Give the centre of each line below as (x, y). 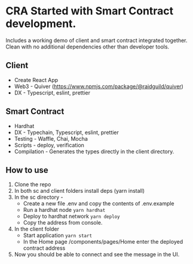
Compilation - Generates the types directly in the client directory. (94, 151)
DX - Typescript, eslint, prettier (52, 92)
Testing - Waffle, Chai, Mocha (51, 138)
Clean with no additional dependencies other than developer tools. (88, 47)
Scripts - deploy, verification (49, 145)
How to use (27, 170)
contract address (44, 248)
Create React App (36, 80)
